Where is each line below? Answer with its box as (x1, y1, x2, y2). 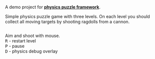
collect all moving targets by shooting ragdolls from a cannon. (5, 19, 130, 24)
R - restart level (5, 38, 36, 44)
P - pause (5, 43, 25, 49)
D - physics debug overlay (5, 48, 58, 54)
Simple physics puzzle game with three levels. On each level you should (5, 14, 150, 19)
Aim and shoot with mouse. (5, 33, 60, 39)
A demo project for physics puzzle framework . (5, 4, 101, 10)
